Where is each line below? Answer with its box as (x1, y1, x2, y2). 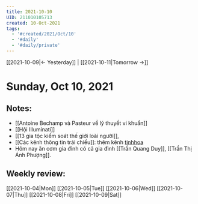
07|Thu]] (6, 191, 28, 198)
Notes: (6, 103, 32, 114)
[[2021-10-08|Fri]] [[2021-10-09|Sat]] (29, 191, 122, 198)
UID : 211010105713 (6, 14, 52, 20)
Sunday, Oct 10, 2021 (6, 80, 113, 94)
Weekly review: (6, 169, 66, 179)
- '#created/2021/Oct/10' (11, 31, 77, 37)
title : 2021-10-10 (6, 8, 52, 15)
